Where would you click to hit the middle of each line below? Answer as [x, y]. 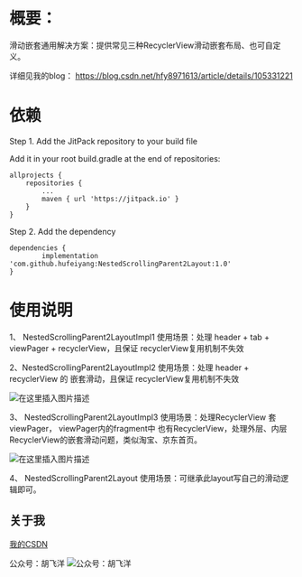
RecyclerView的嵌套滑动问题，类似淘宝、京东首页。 [106, 440]
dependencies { [38, 248]
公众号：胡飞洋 [37, 563]
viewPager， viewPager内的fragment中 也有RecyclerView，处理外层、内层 [148, 428]
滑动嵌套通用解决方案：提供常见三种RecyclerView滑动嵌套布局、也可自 [141, 45]
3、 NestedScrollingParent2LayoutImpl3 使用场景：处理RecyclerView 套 [143, 417]
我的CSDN [28, 544]
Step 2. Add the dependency [63, 231]
